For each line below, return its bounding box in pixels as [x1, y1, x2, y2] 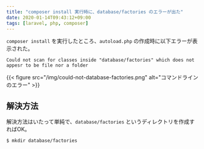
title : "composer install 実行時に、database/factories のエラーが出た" [6, 8, 184, 15]
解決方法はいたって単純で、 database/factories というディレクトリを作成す [6, 118, 195, 125]
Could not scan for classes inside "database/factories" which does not [6, 57, 195, 64]
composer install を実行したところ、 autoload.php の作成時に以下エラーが [6, 38, 193, 45]
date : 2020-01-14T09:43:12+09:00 [6, 15, 91, 21]
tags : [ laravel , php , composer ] [6, 20, 88, 26]
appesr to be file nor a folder [6, 62, 88, 68]
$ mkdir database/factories [6, 137, 78, 144]
